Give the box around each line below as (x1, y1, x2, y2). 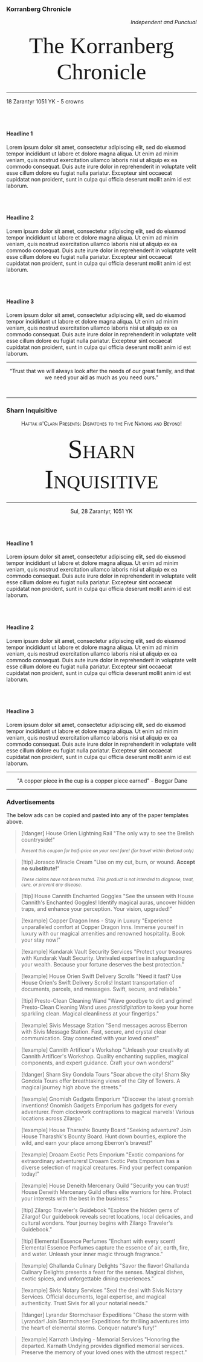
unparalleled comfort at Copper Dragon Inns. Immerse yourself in (21, 924, 184, 931)
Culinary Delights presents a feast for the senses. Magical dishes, (21, 1269, 185, 1276)
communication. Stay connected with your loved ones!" (21, 1035, 159, 1042)
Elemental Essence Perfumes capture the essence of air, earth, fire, (21, 1244, 190, 1251)
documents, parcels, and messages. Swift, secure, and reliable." (21, 985, 181, 993)
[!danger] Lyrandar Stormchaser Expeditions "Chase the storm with (21, 1311, 189, 1318)
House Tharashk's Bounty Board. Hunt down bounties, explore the (21, 1133, 187, 1140)
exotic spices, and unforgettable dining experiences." (21, 1275, 154, 1282)
